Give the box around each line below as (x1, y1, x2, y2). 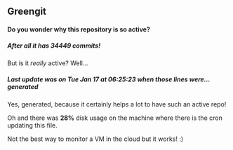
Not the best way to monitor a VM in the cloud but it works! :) (7, 135, 184, 143)
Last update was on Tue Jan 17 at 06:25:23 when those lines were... (7, 75, 211, 83)
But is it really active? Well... (7, 59, 88, 67)
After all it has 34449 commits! (7, 41, 101, 50)
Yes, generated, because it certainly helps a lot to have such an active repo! (7, 100, 227, 108)
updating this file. (7, 121, 58, 129)
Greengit (7, 6, 47, 18)
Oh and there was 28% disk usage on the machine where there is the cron (7, 114, 222, 122)
